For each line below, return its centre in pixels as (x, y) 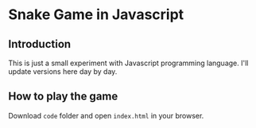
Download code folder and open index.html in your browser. (106, 115)
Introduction (40, 44)
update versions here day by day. (63, 72)
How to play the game (63, 97)
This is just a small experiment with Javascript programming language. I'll (128, 63)
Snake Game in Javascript (96, 15)
